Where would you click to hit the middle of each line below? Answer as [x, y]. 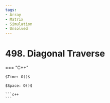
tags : [11, 10]
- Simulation [19, 24]
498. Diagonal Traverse [55, 54]
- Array [13, 15]
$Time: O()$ [18, 77]
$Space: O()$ [19, 86]
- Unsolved [17, 29]
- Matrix [14, 19]
